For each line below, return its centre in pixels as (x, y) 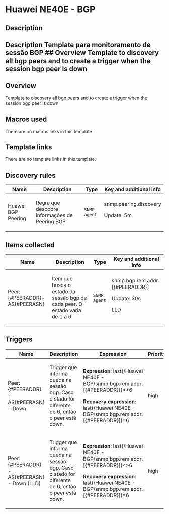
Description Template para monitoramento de (78, 45)
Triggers (19, 340)
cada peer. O (67, 304)
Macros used (26, 119)
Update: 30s (126, 299)
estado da (64, 292)
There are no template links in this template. (51, 159)
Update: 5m (118, 215)
